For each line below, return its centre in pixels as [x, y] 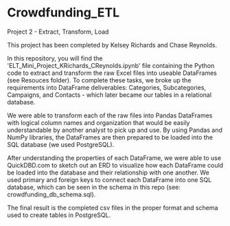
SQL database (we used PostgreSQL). [61, 144]
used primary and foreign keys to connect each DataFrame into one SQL [110, 179]
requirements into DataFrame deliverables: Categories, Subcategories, [107, 87]
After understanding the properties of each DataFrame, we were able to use [114, 158]
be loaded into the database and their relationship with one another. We [108, 172]
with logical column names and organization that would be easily [99, 122]
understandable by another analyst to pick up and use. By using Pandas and [115, 130]
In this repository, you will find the [55, 58]
